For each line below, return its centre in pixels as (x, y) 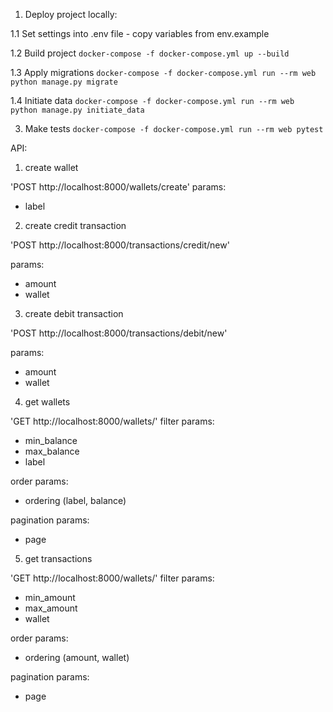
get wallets (47, 402)
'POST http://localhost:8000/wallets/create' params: (118, 187)
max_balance (52, 451)
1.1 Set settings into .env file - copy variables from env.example (140, 33)
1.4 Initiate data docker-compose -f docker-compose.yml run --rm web (152, 100)
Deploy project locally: (71, 14)
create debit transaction (74, 313)
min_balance (51, 440)
